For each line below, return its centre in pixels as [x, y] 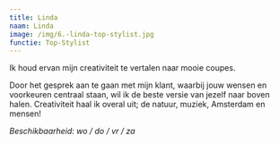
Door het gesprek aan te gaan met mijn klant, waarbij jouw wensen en [138, 85]
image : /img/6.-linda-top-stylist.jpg [82, 34]
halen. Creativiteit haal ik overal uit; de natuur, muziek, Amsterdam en [138, 105]
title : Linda [34, 17]
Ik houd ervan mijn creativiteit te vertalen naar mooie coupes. [122, 68]
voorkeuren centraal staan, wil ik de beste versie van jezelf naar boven [140, 95]
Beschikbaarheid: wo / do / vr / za [73, 131]
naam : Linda [31, 26]
